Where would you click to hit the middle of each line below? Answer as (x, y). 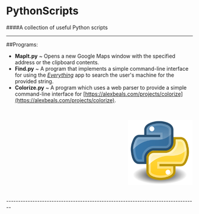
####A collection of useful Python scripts (57, 27)
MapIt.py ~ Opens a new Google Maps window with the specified (95, 56)
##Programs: (22, 44)
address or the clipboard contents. (57, 62)
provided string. (34, 81)
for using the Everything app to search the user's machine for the (94, 75)
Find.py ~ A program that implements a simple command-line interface (102, 68)
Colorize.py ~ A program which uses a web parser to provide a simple (101, 87)
